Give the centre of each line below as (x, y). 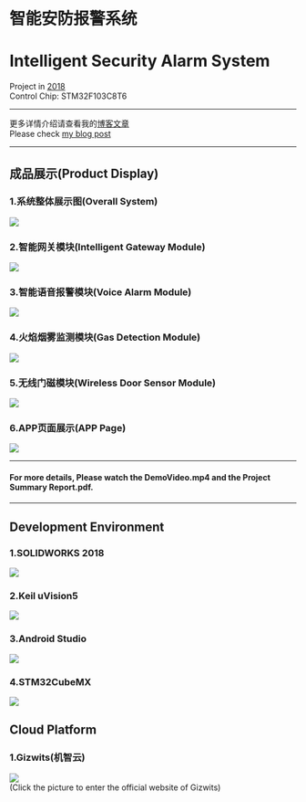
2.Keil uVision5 (44, 596)
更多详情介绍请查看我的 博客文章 (69, 123)
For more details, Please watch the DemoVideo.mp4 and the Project (140, 477)
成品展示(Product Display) (84, 173)
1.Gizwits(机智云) (47, 757)
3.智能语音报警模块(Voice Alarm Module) (101, 292)
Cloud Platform (53, 730)
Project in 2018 (37, 87)
